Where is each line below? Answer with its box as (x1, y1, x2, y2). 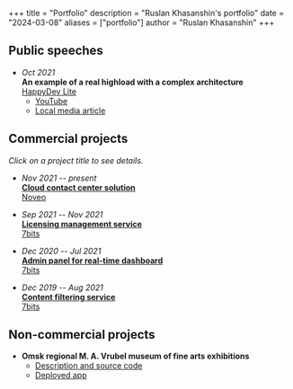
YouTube (34, 95, 68, 106)
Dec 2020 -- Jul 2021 (21, 245, 102, 256)
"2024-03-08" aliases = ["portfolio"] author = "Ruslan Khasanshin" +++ (8, 17, 275, 28)
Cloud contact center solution (21, 181, 136, 192)
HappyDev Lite (21, 85, 77, 97)
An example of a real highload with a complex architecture (21, 76, 244, 87)
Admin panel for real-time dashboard (21, 255, 164, 266)
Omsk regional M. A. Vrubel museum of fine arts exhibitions (21, 350, 250, 362)
